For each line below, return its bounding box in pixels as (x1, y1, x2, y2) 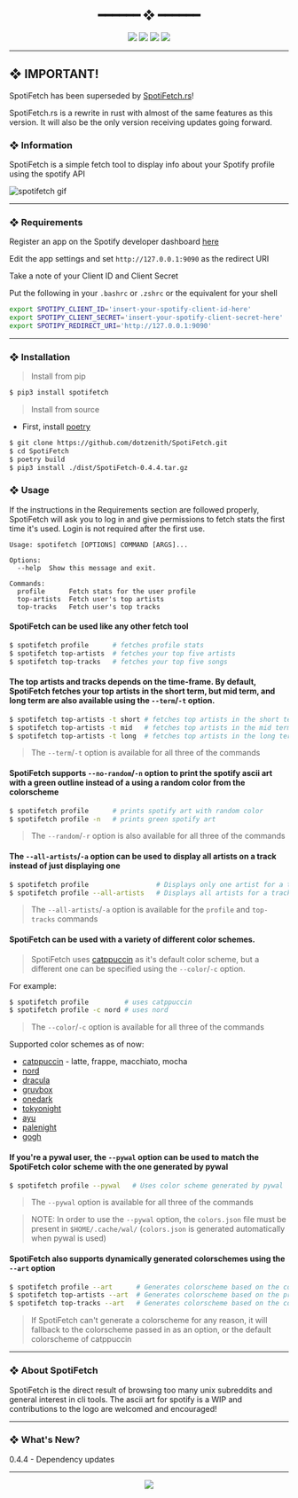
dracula (21, 1075, 51, 1086)
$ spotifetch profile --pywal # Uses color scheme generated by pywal (9, 1180, 284, 1190)
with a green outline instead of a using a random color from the (9, 777, 246, 788)
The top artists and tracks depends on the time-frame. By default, (9, 677, 257, 687)
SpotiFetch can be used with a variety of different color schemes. (9, 934, 255, 945)
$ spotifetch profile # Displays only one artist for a (9, 880, 284, 889)
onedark (21, 1094, 53, 1104)
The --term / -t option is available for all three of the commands (30, 748, 261, 758)
